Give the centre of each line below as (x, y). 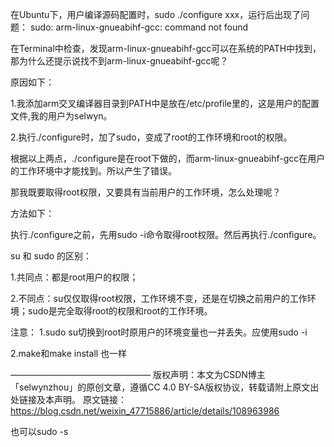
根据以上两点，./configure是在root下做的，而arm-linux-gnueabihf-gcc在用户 (168, 158)
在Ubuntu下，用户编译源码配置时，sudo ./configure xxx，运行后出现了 (156, 14)
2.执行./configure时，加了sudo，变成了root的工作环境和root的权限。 (151, 137)
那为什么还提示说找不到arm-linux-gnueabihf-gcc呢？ (119, 61)
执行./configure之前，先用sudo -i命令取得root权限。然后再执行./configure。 (166, 234)
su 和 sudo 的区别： (51, 256)
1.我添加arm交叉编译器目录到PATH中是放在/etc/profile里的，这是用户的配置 (165, 103)
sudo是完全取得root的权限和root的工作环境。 (120, 311)
